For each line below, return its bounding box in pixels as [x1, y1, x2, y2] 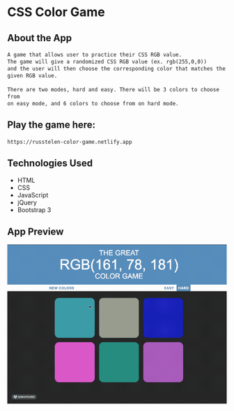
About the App [7, 32, 72, 44]
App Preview [7, 226, 64, 238]
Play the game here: [7, 119, 96, 131]
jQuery [17, 198, 37, 207]
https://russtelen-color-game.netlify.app [7, 138, 132, 145]
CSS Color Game [7, 4, 106, 20]
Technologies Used [7, 158, 93, 170]
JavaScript [17, 190, 49, 199]
